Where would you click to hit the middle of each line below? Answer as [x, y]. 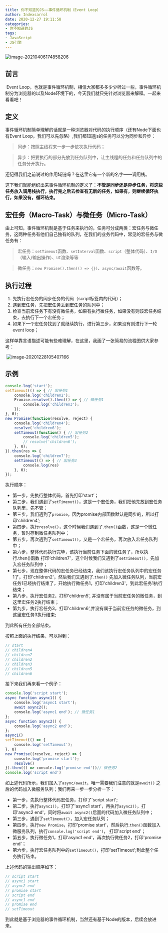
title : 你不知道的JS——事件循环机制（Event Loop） [53, 10]
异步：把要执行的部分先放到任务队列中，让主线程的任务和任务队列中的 [90, 157]
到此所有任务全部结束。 [29, 625]
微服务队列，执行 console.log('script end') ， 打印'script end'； [79, 831]
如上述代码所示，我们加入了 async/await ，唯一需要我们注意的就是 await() [80, 783]
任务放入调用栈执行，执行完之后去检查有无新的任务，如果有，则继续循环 [79, 191]
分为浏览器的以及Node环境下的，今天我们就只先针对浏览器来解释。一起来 [85, 93]
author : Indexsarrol [27, 15]
